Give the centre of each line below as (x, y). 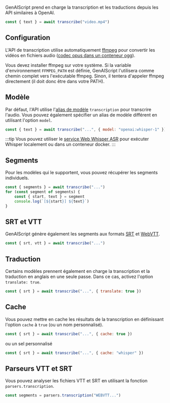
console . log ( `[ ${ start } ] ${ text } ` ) (52, 201)
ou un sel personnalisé (29, 343)
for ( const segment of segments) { (43, 192)
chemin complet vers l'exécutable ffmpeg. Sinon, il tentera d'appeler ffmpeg (85, 76)
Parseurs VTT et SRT (39, 368)
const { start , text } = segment (50, 196)
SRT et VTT (24, 221)
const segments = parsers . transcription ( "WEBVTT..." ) (63, 395)
